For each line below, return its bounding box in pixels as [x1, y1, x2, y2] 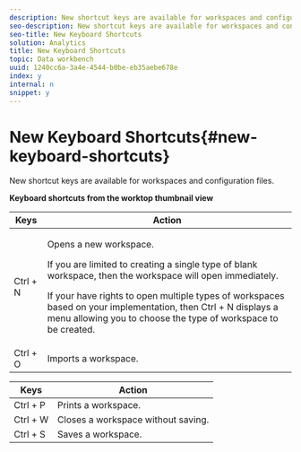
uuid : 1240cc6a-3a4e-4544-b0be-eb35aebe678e [9, 64, 178, 73]
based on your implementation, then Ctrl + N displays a [47, 301, 279, 314]
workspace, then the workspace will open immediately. [47, 270, 279, 282]
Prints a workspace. [56, 399, 142, 412]
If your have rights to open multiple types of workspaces [47, 290, 285, 302]
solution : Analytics [9, 38, 87, 48]
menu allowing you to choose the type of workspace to [47, 312, 279, 325]
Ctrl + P [13, 399, 47, 412]
